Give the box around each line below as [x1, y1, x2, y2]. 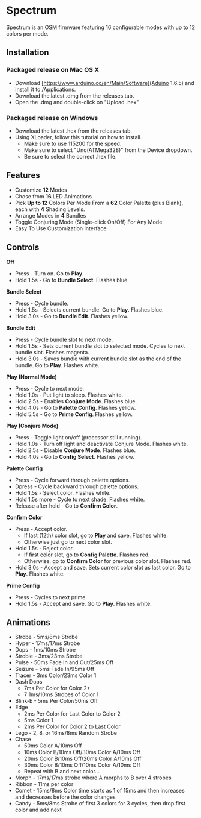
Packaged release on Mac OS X [6, 66, 99, 74]
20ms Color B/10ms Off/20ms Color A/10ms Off [23, 755, 142, 763]
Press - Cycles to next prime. [14, 593, 87, 600]
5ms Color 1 [23, 717, 53, 724]
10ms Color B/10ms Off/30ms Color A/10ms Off [23, 749, 141, 756]
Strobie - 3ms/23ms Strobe [14, 652, 83, 660]
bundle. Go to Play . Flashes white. [14, 361, 100, 368]
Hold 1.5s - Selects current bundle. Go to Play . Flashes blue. [14, 306, 164, 313]
